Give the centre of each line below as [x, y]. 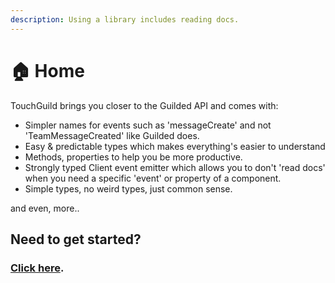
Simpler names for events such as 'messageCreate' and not [148, 125]
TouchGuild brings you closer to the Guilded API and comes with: [144, 105]
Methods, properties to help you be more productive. [133, 157]
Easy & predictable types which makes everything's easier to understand [175, 146]
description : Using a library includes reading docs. [125, 19]
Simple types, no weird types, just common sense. [128, 188]
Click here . [37, 268]
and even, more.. [45, 208]
